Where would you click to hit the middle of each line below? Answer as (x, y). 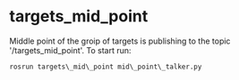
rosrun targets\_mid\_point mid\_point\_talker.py (106, 67)
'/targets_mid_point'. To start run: (70, 50)
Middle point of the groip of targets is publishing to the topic (120, 41)
